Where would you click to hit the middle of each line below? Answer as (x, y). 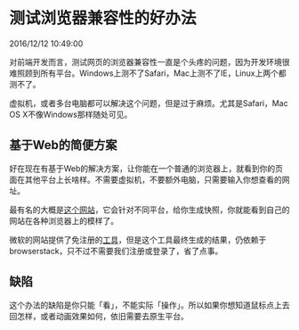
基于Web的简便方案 (63, 145)
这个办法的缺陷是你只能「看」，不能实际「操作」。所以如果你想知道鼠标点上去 (149, 305)
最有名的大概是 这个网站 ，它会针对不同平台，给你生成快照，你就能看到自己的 (149, 210)
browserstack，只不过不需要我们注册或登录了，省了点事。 (116, 251)
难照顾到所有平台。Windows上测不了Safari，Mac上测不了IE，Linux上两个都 (148, 73)
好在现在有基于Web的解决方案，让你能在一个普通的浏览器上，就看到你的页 (146, 168)
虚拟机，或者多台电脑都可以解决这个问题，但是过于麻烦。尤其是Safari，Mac (149, 103)
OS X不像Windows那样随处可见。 (71, 114)
